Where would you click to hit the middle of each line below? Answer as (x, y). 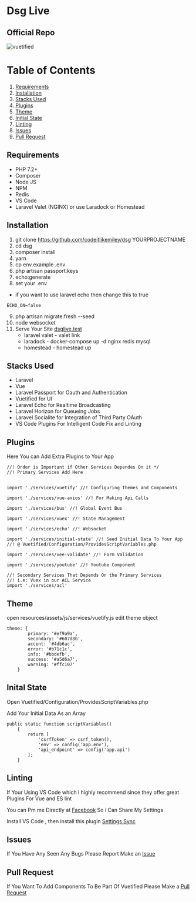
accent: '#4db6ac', (52, 644)
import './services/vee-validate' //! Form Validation (75, 555)
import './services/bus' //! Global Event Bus (65, 509)
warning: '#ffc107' (52, 664)
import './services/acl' (37, 586)
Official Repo (31, 33)
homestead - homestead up (58, 348)
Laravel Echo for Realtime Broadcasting (63, 405)
